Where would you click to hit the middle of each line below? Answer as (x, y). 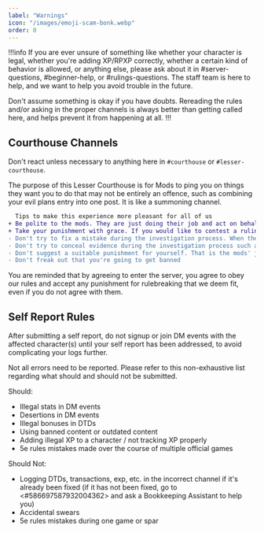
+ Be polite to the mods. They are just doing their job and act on (123, 224)
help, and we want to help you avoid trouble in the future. (101, 86)
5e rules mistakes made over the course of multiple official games (126, 449)
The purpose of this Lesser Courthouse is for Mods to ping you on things (126, 185)
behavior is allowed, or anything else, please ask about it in (104, 69)
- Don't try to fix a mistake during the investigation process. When (126, 238)
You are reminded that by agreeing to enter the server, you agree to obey (126, 276)
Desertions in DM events (59, 415)
